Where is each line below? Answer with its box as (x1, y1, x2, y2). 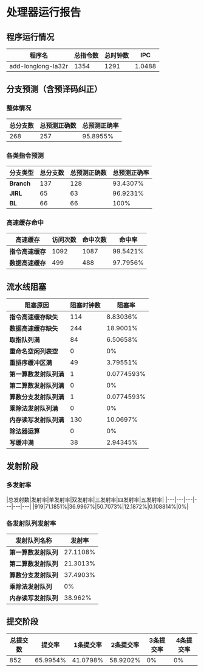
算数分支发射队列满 (9, 393, 65, 401)
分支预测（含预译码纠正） (6, 84, 102, 94)
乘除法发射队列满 (9, 405, 59, 413)
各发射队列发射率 (6, 519, 56, 528)
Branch (9, 179, 31, 188)
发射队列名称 (15, 537, 53, 545)
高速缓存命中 (6, 218, 44, 227)
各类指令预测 (6, 151, 44, 160)
